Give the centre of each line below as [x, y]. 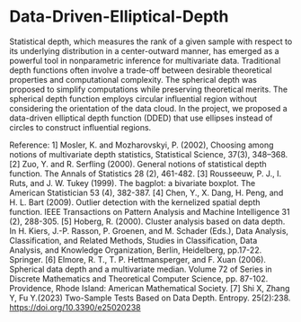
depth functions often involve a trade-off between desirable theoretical [141, 70]
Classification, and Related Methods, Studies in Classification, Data [133, 240]
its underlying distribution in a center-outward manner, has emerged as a [145, 50]
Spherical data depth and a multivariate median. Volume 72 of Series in [141, 269]
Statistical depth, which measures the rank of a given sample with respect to [151, 41]
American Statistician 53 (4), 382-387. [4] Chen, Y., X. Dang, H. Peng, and [146, 192]
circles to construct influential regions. [80, 127]
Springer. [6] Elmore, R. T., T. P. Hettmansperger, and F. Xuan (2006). [138, 259]
